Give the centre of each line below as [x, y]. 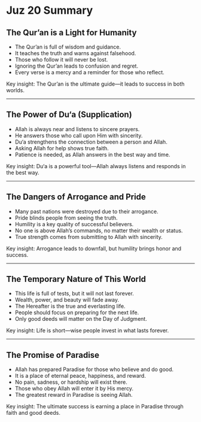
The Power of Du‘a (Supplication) [69, 115]
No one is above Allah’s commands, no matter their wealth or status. [99, 230]
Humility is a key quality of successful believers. [74, 224]
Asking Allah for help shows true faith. [62, 148]
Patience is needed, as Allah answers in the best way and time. [92, 154]
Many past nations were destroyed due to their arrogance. [86, 211]
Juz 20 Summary [50, 10]
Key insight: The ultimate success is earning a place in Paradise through [95, 406]
